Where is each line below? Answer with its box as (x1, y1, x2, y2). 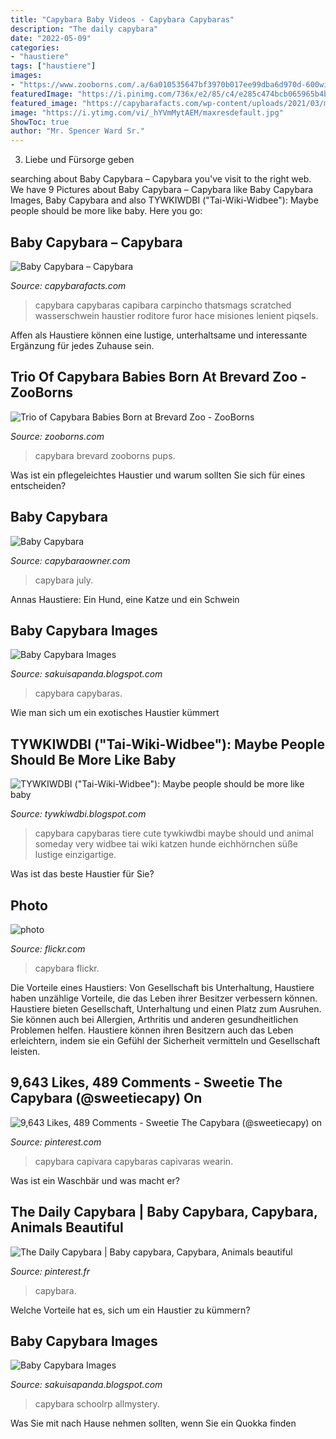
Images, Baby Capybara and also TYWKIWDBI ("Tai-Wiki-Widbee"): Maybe (10, 194, 319, 206)
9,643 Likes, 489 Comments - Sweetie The (10, 1074, 283, 1091)
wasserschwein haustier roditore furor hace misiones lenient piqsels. (34, 309, 319, 321)
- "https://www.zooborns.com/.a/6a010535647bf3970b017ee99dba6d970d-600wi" (10, 80, 333, 90)
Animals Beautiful (10, 1219, 124, 1236)
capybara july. (34, 574, 94, 586)
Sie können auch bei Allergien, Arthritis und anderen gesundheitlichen (10, 1014, 299, 1025)
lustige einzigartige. (34, 849, 117, 861)
